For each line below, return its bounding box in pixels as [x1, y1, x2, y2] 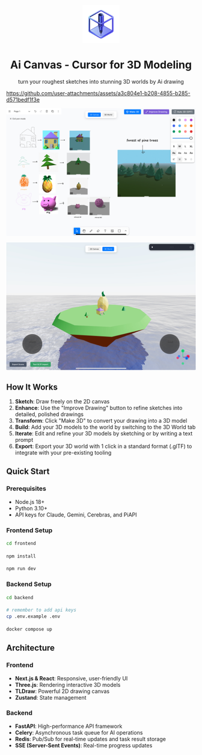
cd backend [6, 594, 34, 600]
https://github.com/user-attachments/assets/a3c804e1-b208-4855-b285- [6, 89, 191, 97]
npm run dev [6, 566, 36, 572]
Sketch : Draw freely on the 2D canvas [14, 397, 110, 405]
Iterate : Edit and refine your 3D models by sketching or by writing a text [14, 429, 193, 437]
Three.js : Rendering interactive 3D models [14, 681, 121, 688]
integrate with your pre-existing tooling [14, 449, 112, 456]
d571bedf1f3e [6, 96, 40, 103]
